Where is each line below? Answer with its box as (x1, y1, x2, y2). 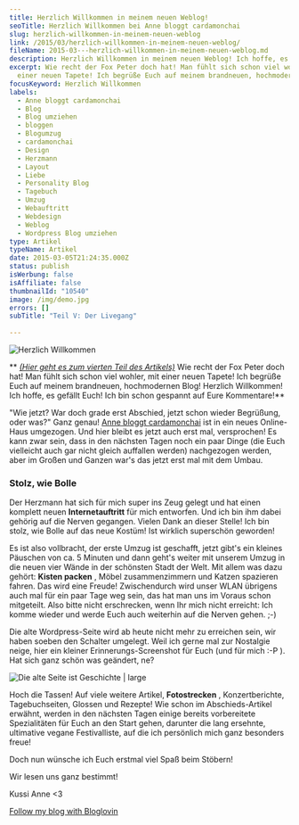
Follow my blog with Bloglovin (9, 806, 118, 817)
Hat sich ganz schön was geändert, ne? (9, 655, 155, 665)
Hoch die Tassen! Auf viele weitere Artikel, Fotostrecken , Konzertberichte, (9, 689, 285, 700)
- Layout (17, 162, 50, 171)
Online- (260, 417, 287, 427)
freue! (9, 737, 31, 747)
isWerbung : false (9, 270, 74, 279)
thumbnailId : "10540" (9, 286, 90, 295)
